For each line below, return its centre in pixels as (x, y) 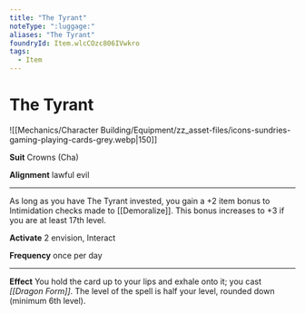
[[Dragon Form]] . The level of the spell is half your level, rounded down (142, 290)
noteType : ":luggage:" (52, 26)
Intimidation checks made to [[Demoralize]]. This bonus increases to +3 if (147, 211)
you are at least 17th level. (58, 220)
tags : (20, 52)
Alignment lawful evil (49, 174)
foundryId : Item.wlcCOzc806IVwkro (75, 43)
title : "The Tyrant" (49, 18)
